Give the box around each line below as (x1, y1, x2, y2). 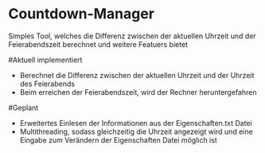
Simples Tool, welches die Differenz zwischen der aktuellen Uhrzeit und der (8, 31, 256, 41)
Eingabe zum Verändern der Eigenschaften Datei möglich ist (19, 135, 217, 144)
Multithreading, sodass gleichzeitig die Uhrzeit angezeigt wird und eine (19, 127, 253, 136)
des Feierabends (19, 79, 76, 88)
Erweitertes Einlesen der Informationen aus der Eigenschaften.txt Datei (19, 118, 252, 127)
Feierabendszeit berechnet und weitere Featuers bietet (8, 39, 189, 49)
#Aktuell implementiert (8, 55, 83, 65)
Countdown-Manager (8, 5, 155, 23)
